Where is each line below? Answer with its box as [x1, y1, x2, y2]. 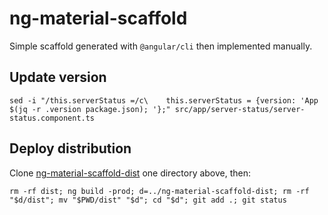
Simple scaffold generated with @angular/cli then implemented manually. [9, 40, 313, 52]
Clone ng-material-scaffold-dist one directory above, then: [9, 167, 252, 179]
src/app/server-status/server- [174, 104, 306, 114]
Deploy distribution [9, 140, 132, 157]
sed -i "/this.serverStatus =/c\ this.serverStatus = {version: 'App [9, 95, 319, 106]
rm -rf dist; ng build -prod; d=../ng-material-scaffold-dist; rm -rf [9, 186, 310, 196]
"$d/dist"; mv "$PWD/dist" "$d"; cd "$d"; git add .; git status [9, 195, 287, 205]
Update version [9, 69, 107, 86]
